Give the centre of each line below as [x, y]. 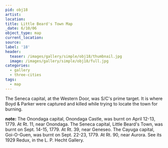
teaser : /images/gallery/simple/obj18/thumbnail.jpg [66, 56]
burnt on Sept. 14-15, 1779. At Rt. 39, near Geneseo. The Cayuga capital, [80, 129]
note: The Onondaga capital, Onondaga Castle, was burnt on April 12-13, [80, 118]
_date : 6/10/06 [21, 28]
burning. [14, 109]
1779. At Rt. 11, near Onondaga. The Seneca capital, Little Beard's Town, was [84, 124]
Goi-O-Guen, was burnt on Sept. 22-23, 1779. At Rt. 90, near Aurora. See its [83, 134]
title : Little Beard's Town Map [39, 24]
